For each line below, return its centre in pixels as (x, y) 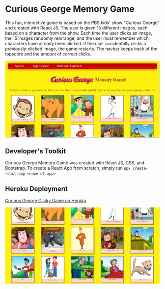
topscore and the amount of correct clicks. (48, 54)
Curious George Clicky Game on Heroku (46, 201)
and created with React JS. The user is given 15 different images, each (76, 27)
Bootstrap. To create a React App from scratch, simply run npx (68, 168)
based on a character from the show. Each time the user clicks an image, (79, 33)
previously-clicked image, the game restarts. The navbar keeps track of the (81, 49)
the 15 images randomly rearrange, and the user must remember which (77, 38)
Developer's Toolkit (36, 151)
